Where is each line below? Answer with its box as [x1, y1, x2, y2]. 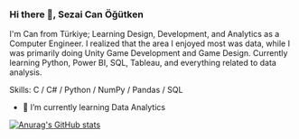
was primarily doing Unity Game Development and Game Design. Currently [9, 48, 288, 59]
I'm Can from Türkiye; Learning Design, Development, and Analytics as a [9, 29, 280, 40]
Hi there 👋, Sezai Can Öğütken [9, 8, 145, 21]
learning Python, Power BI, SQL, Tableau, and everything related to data [9, 58, 277, 69]
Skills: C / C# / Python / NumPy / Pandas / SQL [9, 85, 183, 96]
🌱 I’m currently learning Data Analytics [22, 102, 165, 113]
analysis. [9, 67, 42, 78]
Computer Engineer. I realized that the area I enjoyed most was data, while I [9, 38, 291, 49]
